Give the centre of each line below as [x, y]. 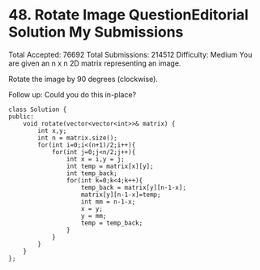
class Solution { [38, 109]
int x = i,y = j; [96, 159]
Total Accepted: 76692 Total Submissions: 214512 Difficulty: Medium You [130, 54]
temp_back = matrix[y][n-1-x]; [133, 187]
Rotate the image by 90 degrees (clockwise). [83, 79]
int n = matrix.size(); [77, 138]
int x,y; [52, 131]
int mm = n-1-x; [108, 201]
